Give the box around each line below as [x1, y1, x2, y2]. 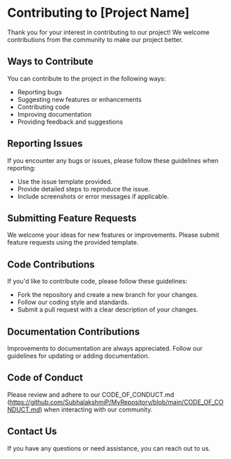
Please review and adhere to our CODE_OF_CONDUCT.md [7, 390, 174, 399]
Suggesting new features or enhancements [17, 95, 142, 103]
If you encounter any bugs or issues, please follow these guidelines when [7, 156, 218, 165]
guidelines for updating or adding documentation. [7, 351, 150, 360]
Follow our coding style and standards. [17, 298, 130, 307]
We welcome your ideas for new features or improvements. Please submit [7, 231, 220, 239]
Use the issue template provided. [17, 177, 113, 186]
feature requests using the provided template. [7, 238, 139, 247]
